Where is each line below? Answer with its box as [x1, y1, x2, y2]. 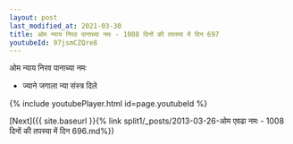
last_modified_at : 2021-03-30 [9, 21, 122, 30]
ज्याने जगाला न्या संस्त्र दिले [21, 80, 97, 91]
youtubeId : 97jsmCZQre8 [9, 38, 98, 47]
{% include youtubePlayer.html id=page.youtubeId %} [9, 98, 208, 109]
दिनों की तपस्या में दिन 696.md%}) [9, 126, 114, 137]
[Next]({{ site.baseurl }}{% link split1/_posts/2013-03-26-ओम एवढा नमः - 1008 [9, 115, 284, 126]
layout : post [9, 13, 58, 22]
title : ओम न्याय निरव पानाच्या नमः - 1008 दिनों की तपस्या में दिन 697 [9, 30, 220, 38]
